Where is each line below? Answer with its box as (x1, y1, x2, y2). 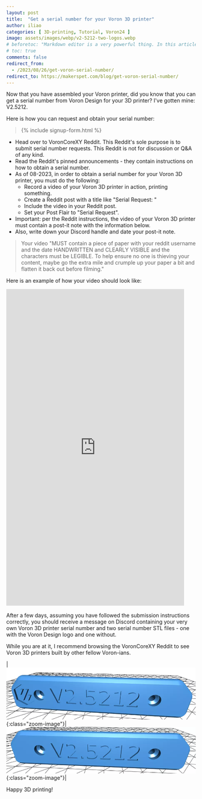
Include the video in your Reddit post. (23, 203, 117, 210)
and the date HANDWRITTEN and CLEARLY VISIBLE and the (20, 246, 170, 253)
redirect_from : (6, 60, 44, 66)
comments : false (6, 54, 47, 60)
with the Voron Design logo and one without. (6, 631, 117, 639)
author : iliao (6, 22, 42, 28)
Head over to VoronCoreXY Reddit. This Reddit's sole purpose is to (14, 139, 181, 146)
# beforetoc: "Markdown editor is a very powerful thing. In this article (6, 42, 198, 48)
